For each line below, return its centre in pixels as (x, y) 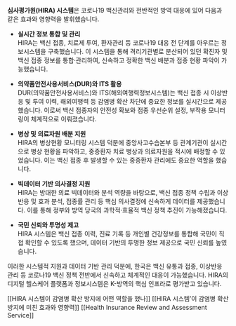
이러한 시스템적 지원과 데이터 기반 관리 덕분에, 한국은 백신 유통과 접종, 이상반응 (115, 266)
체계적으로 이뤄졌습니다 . (64, 119)
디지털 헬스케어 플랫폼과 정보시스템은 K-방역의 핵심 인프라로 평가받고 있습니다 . (114, 284)
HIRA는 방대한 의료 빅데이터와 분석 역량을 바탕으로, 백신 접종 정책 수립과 (116, 192)
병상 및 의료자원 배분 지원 (52, 134)
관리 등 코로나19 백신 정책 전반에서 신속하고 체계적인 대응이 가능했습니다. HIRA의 (118, 275)
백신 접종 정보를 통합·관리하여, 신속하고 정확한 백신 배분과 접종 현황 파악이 (118, 60)
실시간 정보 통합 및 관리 (49, 34)
